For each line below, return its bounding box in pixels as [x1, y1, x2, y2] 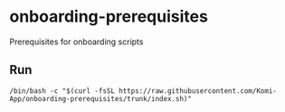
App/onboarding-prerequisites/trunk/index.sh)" [9, 94, 193, 103]
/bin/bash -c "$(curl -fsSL [9, 86, 116, 96]
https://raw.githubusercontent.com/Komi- [119, 86, 278, 96]
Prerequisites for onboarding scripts [9, 36, 144, 47]
